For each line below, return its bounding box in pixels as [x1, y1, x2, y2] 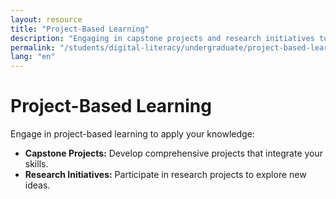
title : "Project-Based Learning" [10, 24, 150, 34]
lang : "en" [10, 52, 56, 62]
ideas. [24, 179, 51, 191]
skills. [24, 158, 49, 170]
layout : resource [10, 14, 83, 25]
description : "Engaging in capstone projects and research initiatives [10, 33, 315, 43]
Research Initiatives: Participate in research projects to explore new [24, 169, 307, 181]
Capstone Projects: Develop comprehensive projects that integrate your [24, 147, 324, 160]
